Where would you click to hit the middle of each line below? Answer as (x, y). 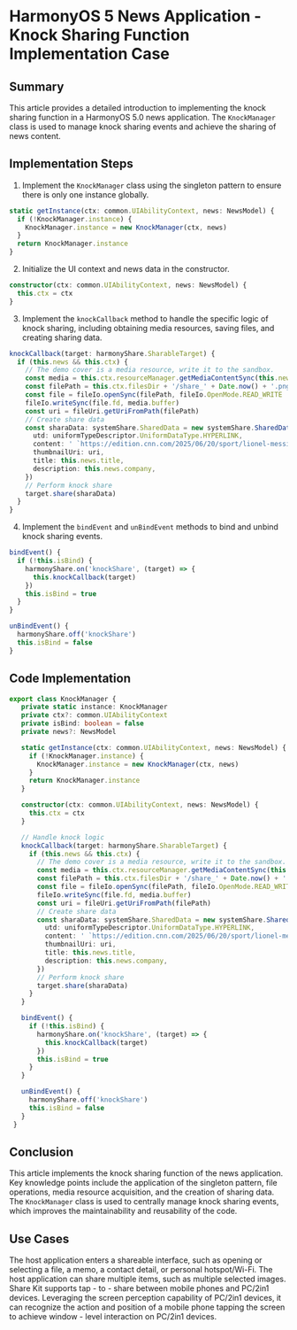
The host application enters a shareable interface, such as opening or (136, 1260)
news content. (35, 136)
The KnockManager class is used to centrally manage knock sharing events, (144, 1202)
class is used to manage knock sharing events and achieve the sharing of (143, 127)
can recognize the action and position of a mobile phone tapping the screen (147, 1307)
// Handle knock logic (62, 837)
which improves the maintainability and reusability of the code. (123, 1211)
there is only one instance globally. (85, 194)
